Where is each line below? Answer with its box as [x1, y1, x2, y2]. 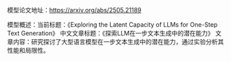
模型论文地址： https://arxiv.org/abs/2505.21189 [7, 6, 142, 14]
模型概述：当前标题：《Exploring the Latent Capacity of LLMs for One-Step [7, 21, 218, 29]
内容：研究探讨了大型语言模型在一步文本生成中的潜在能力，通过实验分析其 [12, 38, 224, 46]
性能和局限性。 [7, 47, 49, 54]
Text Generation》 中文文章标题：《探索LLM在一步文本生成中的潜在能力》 [7, 29, 214, 37]
